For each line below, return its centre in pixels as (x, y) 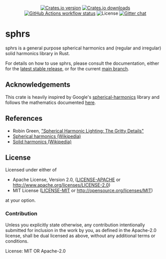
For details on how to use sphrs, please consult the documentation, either (82, 63)
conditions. (17, 241)
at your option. (21, 200)
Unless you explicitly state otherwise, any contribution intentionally (75, 225)
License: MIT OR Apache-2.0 (36, 251)
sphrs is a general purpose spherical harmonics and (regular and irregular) (83, 48)
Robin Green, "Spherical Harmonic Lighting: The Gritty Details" (78, 131)
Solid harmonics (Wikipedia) (42, 141)
